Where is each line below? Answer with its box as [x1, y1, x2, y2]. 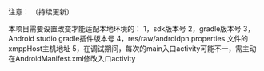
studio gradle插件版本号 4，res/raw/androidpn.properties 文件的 [35, 34, 249, 43]
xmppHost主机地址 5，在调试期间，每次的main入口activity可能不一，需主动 [8, 44, 257, 53]
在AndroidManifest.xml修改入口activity [8, 54, 136, 63]
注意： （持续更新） [8, 7, 74, 16]
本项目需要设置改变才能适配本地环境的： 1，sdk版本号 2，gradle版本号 [8, 24, 242, 34]
